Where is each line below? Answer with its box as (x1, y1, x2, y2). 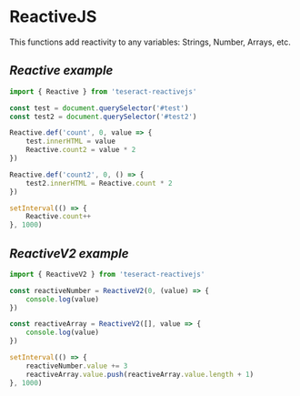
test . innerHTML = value (25, 137, 116, 147)
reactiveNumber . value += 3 (25, 361, 128, 371)
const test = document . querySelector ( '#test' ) (9, 103, 189, 113)
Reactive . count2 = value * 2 (25, 146, 136, 155)
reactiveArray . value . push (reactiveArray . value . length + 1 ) (25, 370, 255, 379)
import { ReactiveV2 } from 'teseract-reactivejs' (9, 269, 205, 279)
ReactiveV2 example (9, 246, 129, 261)
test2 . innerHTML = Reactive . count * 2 (25, 178, 173, 188)
